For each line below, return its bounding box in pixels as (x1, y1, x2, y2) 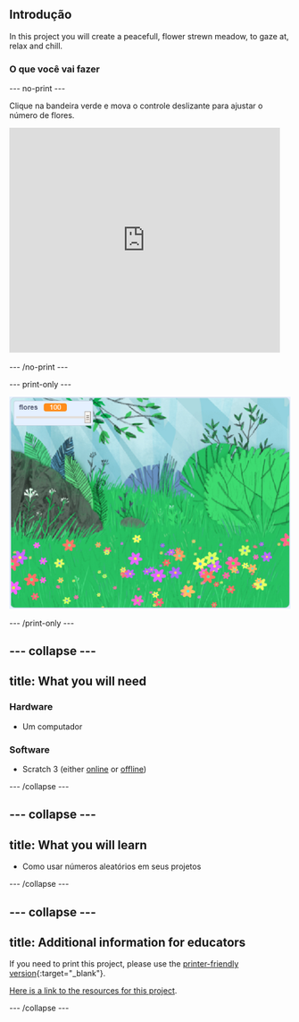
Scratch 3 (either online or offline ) (21, 764, 147, 775)
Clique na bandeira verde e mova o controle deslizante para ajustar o (9, 100, 263, 111)
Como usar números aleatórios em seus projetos (21, 861, 202, 872)
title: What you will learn (9, 837, 147, 853)
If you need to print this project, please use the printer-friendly (9, 958, 239, 969)
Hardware (9, 701, 54, 713)
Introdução (9, 7, 72, 22)
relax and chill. (9, 40, 63, 51)
